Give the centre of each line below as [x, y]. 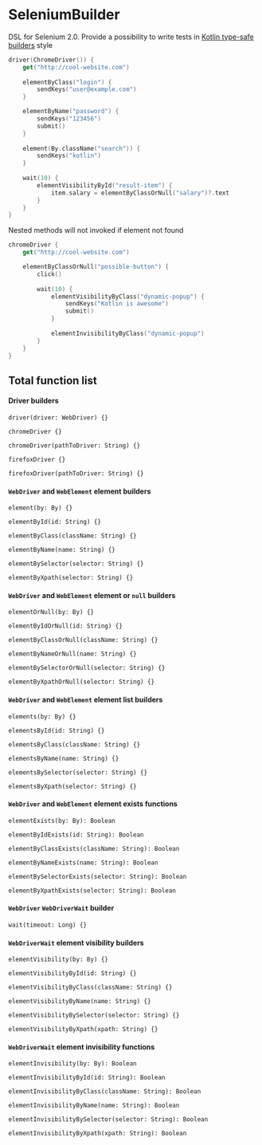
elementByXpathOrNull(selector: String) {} [82, 682]
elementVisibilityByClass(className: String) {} [90, 988]
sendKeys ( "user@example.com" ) [87, 89]
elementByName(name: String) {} [62, 550]
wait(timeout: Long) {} [48, 925]
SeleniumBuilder [65, 15]
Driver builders [34, 401]
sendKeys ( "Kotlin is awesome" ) [117, 304]
